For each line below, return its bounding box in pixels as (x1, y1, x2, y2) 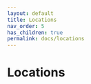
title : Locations (7, 16, 57, 23)
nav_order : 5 (7, 23, 45, 29)
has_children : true (7, 29, 63, 36)
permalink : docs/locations (7, 36, 85, 42)
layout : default (7, 10, 54, 17)
